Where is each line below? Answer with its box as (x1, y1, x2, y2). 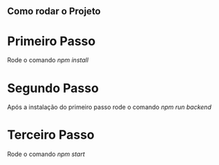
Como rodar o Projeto (7, 6, 102, 17)
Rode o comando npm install (7, 56, 88, 64)
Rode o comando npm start (7, 150, 85, 158)
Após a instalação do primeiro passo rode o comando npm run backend (7, 103, 212, 111)
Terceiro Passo (7, 127, 95, 143)
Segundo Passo (7, 80, 99, 96)
